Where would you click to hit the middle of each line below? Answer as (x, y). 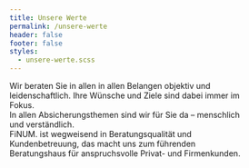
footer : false (36, 43)
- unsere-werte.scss (56, 60)
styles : (24, 52)
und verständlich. (42, 124)
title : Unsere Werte (49, 18)
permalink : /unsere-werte (58, 26)
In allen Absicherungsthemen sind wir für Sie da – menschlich (125, 115)
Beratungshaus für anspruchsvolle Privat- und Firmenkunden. (125, 153)
